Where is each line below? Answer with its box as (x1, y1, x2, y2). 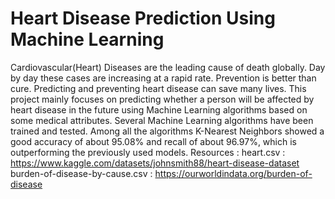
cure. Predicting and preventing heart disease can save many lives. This (10, 82, 307, 94)
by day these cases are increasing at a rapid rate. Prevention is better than (10, 72, 317, 84)
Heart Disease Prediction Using (10, 7, 276, 30)
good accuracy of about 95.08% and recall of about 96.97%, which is (10, 135, 297, 147)
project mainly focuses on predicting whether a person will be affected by (10, 93, 315, 105)
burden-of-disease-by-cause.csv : (10, 167, 153, 179)
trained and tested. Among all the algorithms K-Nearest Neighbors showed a (10, 125, 325, 137)
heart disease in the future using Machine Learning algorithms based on (10, 103, 308, 116)
